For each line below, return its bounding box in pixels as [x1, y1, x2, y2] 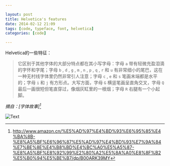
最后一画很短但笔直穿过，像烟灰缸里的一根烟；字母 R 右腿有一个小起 [17, 86, 160, 92]
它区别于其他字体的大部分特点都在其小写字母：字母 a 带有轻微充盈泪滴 [17, 60, 164, 67]
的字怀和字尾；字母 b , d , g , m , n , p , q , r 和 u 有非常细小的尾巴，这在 [17, 67, 163, 73]
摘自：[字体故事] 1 [5, 103, 41, 109]
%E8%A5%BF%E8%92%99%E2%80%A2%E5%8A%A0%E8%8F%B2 [12, 149, 161, 155]
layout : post [5, 12, 33, 17]
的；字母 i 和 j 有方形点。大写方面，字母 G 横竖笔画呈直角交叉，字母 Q [17, 80, 164, 86]
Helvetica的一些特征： [5, 50, 52, 56]
